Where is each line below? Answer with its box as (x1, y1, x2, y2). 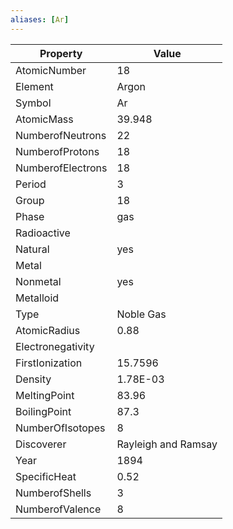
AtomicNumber (15, 63, 87, 77)
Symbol (15, 96, 52, 110)
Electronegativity (15, 339, 95, 353)
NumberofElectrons (15, 161, 108, 175)
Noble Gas (116, 307, 167, 321)
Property (39, 46, 83, 60)
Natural (15, 242, 50, 256)
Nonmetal (15, 274, 62, 288)
